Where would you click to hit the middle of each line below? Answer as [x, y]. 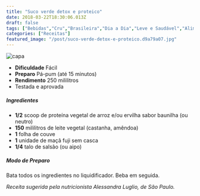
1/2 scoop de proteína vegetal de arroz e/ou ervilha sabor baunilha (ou [101, 115]
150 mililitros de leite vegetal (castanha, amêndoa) [76, 128]
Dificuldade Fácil [36, 68]
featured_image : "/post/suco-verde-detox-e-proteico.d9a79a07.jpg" [92, 39]
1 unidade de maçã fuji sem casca [56, 140]
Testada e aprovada [39, 86]
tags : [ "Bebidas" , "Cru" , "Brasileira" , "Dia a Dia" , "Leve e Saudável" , [94, 28]
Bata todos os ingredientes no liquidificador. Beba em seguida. [83, 175]
